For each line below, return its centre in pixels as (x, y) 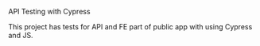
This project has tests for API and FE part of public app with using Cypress (130, 27)
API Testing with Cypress (49, 11)
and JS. (21, 35)
